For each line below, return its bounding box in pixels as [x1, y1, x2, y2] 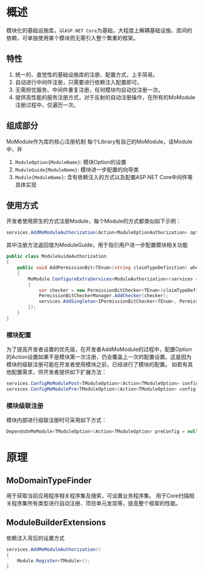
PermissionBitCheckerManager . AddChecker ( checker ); [38, 293, 169, 299]
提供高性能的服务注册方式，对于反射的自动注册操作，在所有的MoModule [14, 93, 196, 100]
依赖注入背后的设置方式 [6, 534, 65, 542]
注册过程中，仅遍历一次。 [14, 101, 79, 108]
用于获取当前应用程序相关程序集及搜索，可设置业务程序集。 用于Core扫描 [6, 491, 189, 499]
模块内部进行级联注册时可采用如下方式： [6, 416, 107, 424]
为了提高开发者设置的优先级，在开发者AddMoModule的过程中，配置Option [6, 346, 192, 353]
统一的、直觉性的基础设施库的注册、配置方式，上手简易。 [14, 71, 158, 78]
